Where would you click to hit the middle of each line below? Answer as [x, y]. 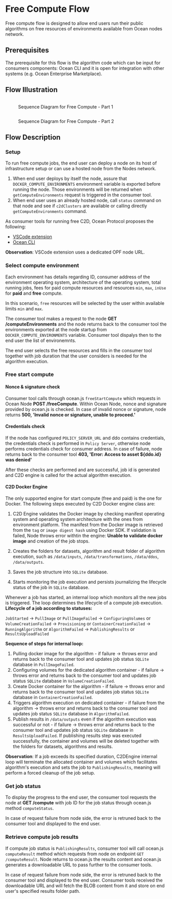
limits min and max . [24, 309]
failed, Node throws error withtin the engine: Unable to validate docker [88, 536]
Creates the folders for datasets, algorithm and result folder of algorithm [89, 551]
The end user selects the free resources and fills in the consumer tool [79, 350]
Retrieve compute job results [42, 837]
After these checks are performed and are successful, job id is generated [83, 470]
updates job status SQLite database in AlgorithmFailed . [71, 714]
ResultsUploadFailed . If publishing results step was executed [77, 735]
